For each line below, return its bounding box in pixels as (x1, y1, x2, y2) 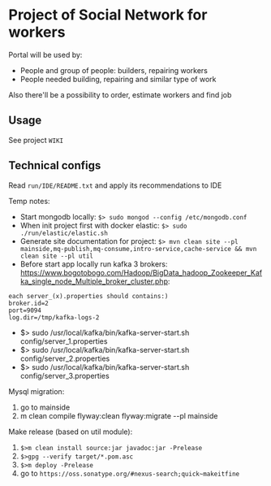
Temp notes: (8, 196, 50, 206)
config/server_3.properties (19, 371, 110, 380)
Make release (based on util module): (8, 427, 133, 436)
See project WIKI (8, 135, 63, 145)
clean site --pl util (19, 252, 93, 260)
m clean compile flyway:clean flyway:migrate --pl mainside (19, 410, 218, 420)
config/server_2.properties (19, 354, 110, 363)
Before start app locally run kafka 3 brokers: (19, 258, 168, 269)
